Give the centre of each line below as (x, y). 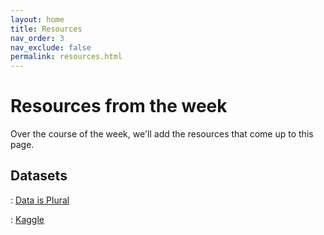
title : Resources (46, 29)
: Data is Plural (40, 200)
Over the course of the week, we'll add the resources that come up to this (162, 134)
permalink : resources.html (66, 57)
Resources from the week (119, 106)
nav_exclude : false (51, 47)
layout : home (37, 19)
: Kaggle (27, 219)
